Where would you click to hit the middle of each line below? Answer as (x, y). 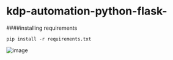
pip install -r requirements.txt (49, 39)
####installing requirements (42, 28)
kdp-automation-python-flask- (87, 11)
